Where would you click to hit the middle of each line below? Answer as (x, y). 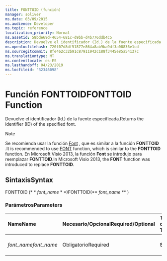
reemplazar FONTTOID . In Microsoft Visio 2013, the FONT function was (78, 159)
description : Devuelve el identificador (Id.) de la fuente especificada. (84, 42)
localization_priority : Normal (38, 33)
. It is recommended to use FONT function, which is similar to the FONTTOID (83, 148)
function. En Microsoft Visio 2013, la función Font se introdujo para (74, 154)
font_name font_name (33, 245)
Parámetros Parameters (34, 205)
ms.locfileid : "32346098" (32, 70)
